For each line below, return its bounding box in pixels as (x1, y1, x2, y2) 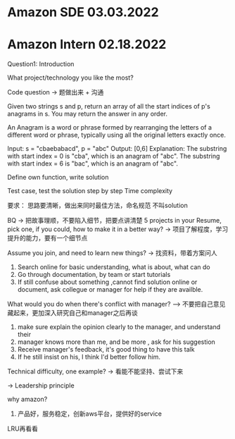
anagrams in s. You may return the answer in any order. (7, 110, 167, 118)
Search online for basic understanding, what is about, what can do (17, 263, 210, 271)
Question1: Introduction (7, 60, 75, 68)
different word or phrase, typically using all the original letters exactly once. (7, 131, 227, 140)
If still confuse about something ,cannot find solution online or (17, 278, 198, 286)
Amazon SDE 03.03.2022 (7, 4, 160, 20)
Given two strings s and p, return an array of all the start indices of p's (7, 102, 211, 111)
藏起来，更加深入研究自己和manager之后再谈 (7, 309, 139, 317)
